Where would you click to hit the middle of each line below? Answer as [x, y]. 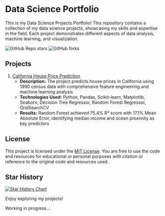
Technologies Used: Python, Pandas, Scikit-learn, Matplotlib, [82, 97]
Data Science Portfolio [52, 9]
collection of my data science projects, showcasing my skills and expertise [81, 28]
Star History [24, 177]
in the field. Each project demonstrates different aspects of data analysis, [80, 33]
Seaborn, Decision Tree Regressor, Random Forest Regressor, [83, 102]
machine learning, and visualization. [42, 39]
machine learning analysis [46, 92]
